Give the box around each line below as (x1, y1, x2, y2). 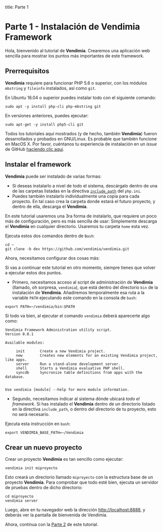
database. (5, 374, 25, 379)
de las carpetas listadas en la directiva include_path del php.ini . (12, 188, 142, 194)
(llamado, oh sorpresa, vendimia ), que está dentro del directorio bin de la (12, 284, 158, 290)
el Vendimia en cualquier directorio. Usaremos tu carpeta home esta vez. (5, 223, 150, 229)
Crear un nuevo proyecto (5, 443, 82, 451)
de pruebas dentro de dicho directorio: (5, 485, 83, 491)
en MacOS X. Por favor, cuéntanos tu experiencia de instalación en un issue (5, 141, 157, 147)
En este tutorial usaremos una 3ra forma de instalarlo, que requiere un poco (5, 213, 157, 219)
